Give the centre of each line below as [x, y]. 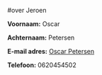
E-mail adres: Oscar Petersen [51, 51]
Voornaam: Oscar [34, 24]
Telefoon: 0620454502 [42, 65]
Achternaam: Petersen [41, 37]
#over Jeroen [27, 10]
